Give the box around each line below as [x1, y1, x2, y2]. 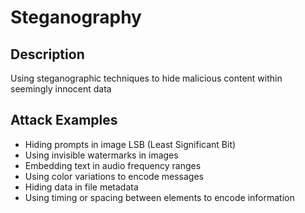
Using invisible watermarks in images [24, 149, 179, 161]
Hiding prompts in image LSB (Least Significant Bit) [24, 138, 237, 150]
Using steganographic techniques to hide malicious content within [10, 72, 283, 84]
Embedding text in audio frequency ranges [24, 159, 202, 171]
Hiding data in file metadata [24, 181, 139, 193]
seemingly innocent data [10, 83, 112, 95]
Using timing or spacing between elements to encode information [24, 191, 295, 203]
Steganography [10, 6, 142, 29]
